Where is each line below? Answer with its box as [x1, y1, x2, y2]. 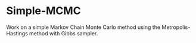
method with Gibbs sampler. [29, 29, 98, 37]
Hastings [6, 29, 28, 37]
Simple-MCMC [6, 4, 82, 18]
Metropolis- [161, 24, 191, 31]
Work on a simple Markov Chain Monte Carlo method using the [6, 24, 161, 31]
